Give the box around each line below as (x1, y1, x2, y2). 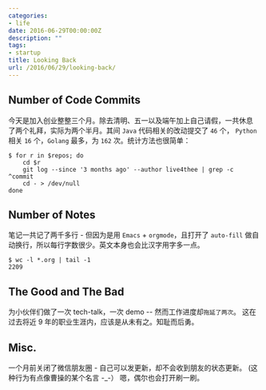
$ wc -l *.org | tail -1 (8, 257, 91, 265)
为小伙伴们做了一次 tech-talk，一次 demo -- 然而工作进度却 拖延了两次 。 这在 (8, 307, 257, 316)
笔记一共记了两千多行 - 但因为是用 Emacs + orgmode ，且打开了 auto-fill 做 (8, 230, 252, 240)
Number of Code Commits (8, 94, 141, 107)
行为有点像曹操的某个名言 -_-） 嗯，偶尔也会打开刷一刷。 (14, 373, 204, 382)
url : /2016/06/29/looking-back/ (8, 64, 116, 72)
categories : (8, 11, 48, 20)
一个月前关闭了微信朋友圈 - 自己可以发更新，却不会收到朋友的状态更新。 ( (8, 363, 252, 372)
